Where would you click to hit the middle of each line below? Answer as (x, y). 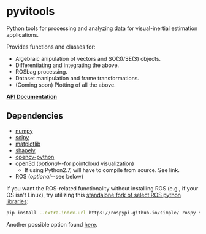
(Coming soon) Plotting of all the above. (65, 85)
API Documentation (32, 96)
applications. (22, 34)
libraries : (17, 201)
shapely (25, 150)
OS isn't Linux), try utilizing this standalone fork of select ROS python (94, 195)
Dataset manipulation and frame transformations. (77, 78)
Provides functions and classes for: (51, 47)
